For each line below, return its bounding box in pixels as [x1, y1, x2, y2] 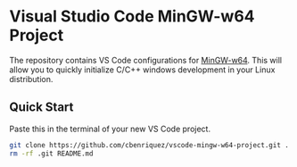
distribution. [9, 73, 54, 84]
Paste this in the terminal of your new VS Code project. [9, 123, 211, 134]
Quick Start [9, 100, 74, 115]
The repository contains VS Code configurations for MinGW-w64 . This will [9, 54, 283, 65]
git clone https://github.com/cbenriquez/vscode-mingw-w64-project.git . [9, 140, 290, 149]
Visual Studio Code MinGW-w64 [9, 6, 256, 27]
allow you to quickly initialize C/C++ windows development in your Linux [9, 64, 276, 75]
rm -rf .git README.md [9, 149, 94, 158]
